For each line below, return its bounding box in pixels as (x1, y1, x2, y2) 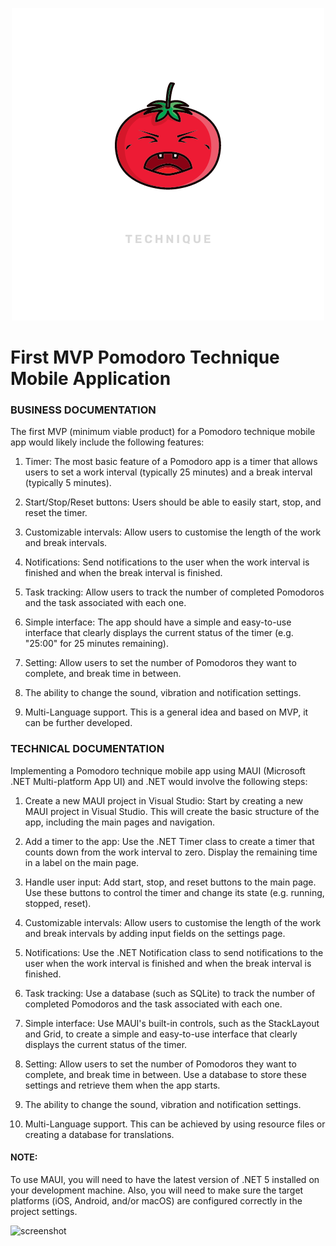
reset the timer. (24, 507, 88, 519)
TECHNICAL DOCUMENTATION (10, 742, 165, 756)
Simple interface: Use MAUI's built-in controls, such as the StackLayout (24, 1017, 320, 1029)
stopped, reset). (24, 897, 92, 909)
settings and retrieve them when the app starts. (24, 1079, 221, 1091)
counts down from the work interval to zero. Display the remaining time (24, 846, 318, 858)
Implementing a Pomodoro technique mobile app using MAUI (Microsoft (10, 764, 306, 777)
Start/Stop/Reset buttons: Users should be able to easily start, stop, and (24, 496, 322, 508)
